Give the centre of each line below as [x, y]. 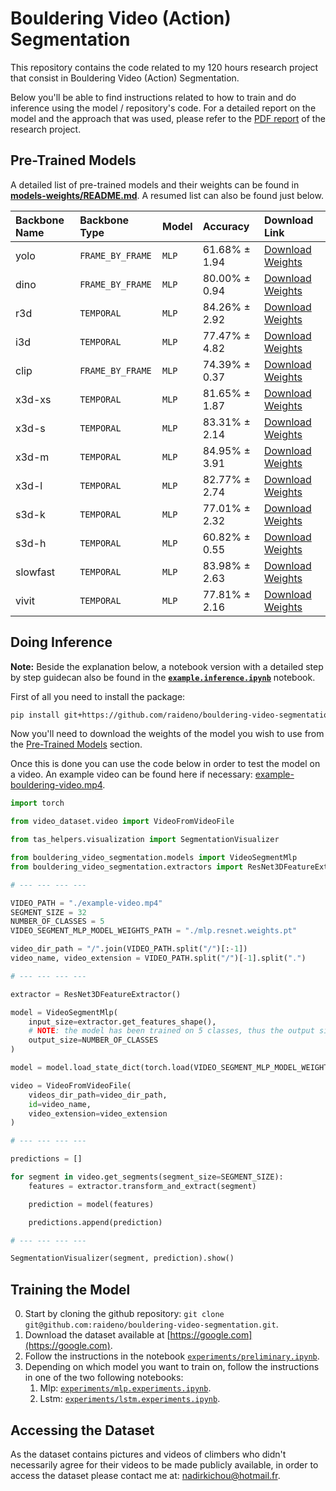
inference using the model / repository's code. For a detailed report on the [163, 108]
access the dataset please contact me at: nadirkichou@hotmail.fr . [145, 1475]
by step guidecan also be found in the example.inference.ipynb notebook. [163, 677]
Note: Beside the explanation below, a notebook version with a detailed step [167, 666]
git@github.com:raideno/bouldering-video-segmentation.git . [151, 1324]
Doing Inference [61, 642]
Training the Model [70, 1289]
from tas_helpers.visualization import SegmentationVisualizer [145, 840]
